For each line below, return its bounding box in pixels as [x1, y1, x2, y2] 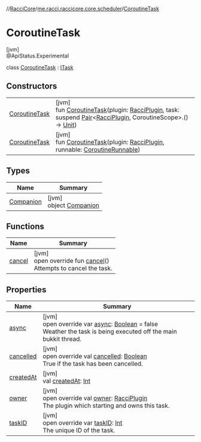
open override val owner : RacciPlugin [42, 394, 148, 402]
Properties [6, 284, 47, 295]
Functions [6, 221, 45, 231]
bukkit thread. [42, 335, 82, 343]
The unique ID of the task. [42, 426, 115, 435]
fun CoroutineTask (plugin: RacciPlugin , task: [56, 105, 179, 114]
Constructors [6, 81, 57, 92]
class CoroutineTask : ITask [6, 63, 74, 71]
